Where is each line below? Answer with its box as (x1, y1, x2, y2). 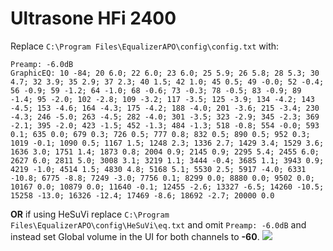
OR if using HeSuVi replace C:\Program (10, 208, 170, 220)
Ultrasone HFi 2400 (10, 7, 177, 30)
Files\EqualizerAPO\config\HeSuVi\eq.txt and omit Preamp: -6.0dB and (10, 218, 307, 231)
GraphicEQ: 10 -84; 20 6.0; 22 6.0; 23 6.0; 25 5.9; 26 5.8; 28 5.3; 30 (10, 68, 320, 78)
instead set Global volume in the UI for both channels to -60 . (10, 230, 260, 242)
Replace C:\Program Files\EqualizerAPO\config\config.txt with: (10, 40, 280, 52)
